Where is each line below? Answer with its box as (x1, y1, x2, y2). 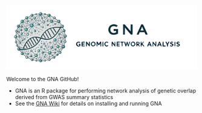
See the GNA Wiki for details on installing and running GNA (15, 100, 162, 107)
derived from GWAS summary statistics (15, 93, 114, 100)
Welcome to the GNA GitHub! (6, 75, 79, 82)
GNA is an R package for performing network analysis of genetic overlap (15, 87, 197, 94)
